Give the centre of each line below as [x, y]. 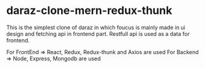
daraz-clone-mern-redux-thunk [89, 11]
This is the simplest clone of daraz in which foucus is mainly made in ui [96, 27]
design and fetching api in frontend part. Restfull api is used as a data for [98, 33]
